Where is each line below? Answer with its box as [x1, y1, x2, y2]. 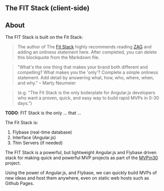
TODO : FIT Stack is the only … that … [5, 110, 81, 116]
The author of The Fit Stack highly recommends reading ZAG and [17, 44, 152, 50]
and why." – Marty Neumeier [17, 80, 76, 86]
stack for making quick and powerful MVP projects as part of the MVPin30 [5, 155, 158, 161]
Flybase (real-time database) [12, 129, 72, 135]
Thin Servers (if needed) [12, 140, 63, 146]
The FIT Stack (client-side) [5, 4, 90, 12]
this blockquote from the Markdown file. [17, 54, 100, 60]
